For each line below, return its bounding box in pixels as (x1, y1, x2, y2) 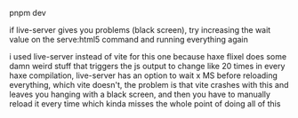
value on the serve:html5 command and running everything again (9, 35, 249, 44)
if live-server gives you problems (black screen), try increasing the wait (9, 25, 271, 35)
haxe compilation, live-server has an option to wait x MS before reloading (9, 70, 278, 81)
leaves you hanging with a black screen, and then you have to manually (9, 89, 271, 99)
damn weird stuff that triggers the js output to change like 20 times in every (9, 61, 286, 71)
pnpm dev (9, 8, 46, 18)
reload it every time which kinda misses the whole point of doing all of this (9, 98, 281, 109)
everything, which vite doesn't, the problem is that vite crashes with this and (9, 80, 289, 90)
